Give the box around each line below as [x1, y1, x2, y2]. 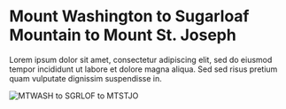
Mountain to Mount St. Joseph [9, 25, 236, 45]
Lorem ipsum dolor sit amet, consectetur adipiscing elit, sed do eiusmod [9, 54, 273, 65]
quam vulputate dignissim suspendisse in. [9, 73, 162, 83]
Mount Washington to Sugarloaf [9, 6, 250, 27]
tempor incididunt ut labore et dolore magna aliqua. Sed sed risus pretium [9, 64, 278, 74]
